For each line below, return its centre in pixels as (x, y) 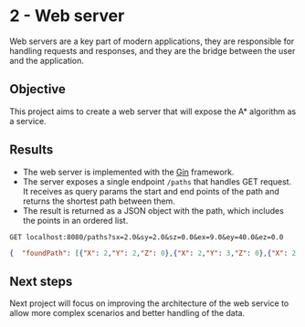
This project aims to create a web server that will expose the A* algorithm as (153, 111)
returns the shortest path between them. (99, 201)
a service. (28, 121)
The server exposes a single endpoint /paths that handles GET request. (157, 181)
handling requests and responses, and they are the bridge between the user (152, 50)
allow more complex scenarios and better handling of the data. (127, 313)
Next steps (41, 281)
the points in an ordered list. (75, 220)
